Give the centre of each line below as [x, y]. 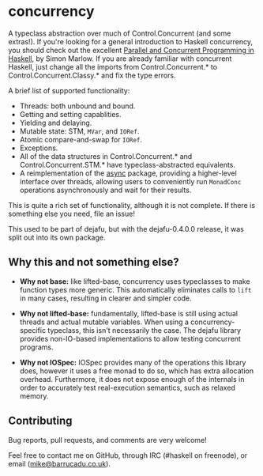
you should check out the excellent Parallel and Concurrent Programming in [131, 50]
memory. [34, 396]
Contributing [40, 421]
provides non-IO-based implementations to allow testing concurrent [130, 338]
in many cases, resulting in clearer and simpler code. [105, 298]
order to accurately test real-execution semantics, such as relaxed [127, 387]
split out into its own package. [57, 237]
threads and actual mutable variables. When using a [104, 322]
